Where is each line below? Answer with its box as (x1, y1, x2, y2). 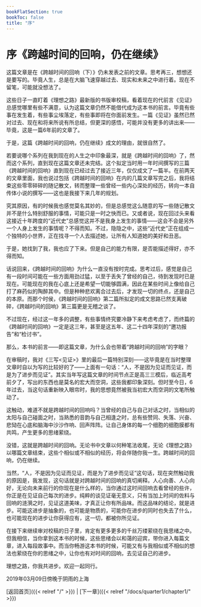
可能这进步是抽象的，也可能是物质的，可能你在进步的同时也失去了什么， (16, 507, 195, 514)
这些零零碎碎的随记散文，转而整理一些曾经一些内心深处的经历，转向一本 (11, 182, 190, 189)
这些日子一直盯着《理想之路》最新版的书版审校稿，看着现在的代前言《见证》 (6, 97, 195, 104)
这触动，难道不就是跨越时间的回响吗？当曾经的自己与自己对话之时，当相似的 (6, 406, 195, 414)
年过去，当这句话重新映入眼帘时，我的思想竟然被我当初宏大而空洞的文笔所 (6, 386, 190, 393)
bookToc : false (6, 14, 44, 20)
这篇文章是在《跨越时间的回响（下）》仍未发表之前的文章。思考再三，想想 (6, 68, 187, 76)
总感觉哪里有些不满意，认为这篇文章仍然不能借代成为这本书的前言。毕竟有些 (6, 104, 195, 111)
